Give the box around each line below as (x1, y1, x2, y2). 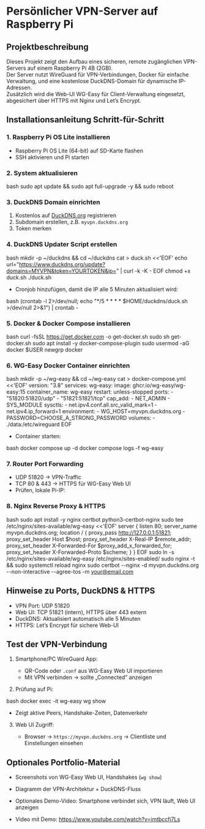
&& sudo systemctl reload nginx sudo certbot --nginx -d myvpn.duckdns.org (6, 561, 199, 569)
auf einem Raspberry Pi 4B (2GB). (27, 64, 113, 72)
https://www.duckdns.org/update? (18, 260, 106, 268)
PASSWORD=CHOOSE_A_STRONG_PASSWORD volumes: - (6, 414, 155, 422)
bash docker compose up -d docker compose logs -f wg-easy (6, 445, 164, 452)
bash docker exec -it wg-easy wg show (6, 697, 106, 705)
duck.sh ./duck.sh (6, 274, 52, 281)
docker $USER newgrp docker (6, 346, 83, 353)
